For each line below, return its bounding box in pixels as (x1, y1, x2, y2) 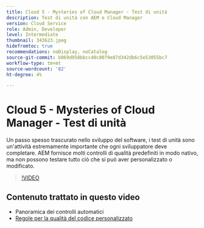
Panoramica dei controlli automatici (15, 208, 104, 215)
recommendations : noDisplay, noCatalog (6, 49, 108, 55)
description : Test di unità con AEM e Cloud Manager (6, 15, 143, 21)
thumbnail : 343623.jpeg (6, 37, 67, 43)
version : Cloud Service (6, 20, 67, 26)
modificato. (6, 163, 35, 170)
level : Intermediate (6, 32, 59, 38)
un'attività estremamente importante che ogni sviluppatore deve (6, 143, 167, 150)
